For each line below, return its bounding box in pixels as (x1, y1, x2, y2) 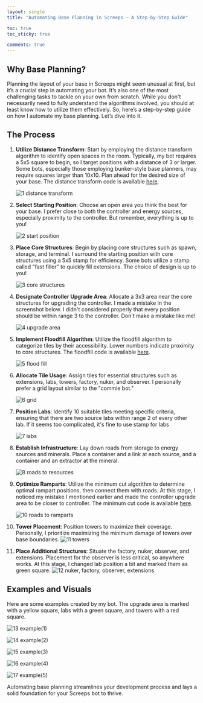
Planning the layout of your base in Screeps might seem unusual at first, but (7, 80, 196, 87)
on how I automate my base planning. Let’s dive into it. (7, 112, 142, 119)
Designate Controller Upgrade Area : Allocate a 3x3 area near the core (15, 293, 192, 300)
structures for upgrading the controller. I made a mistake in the (15, 299, 172, 307)
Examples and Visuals (7, 584, 92, 594)
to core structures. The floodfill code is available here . (15, 348, 150, 355)
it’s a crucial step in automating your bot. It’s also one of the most (7, 86, 169, 94)
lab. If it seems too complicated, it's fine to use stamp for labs (15, 421, 170, 428)
